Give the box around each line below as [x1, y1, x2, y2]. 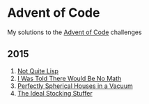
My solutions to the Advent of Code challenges [7, 28, 142, 36]
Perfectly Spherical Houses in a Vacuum [17, 82, 134, 90]
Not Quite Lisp [17, 66, 59, 75]
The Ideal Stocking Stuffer [17, 89, 93, 97]
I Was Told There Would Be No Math [17, 74, 122, 82]
